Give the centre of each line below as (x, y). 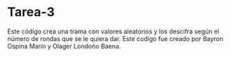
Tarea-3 (31, 12)
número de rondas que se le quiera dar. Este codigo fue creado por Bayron (115, 38)
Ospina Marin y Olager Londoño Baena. (64, 46)
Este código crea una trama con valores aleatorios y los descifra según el (113, 31)
